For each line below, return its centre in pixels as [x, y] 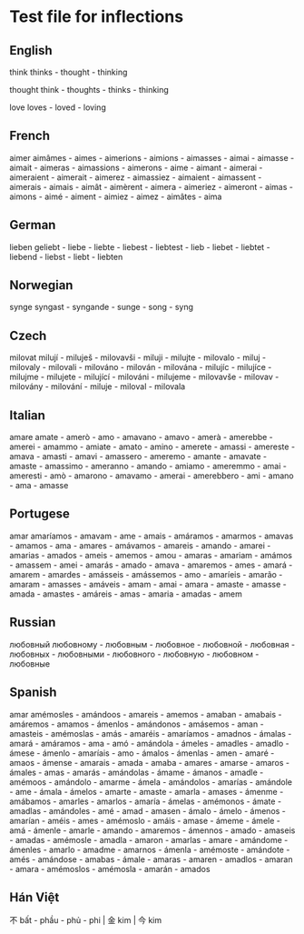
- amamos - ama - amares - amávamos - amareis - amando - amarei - [140, 545]
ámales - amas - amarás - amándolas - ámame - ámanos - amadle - [137, 772]
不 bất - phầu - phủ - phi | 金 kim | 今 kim [86, 920]
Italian [27, 415]
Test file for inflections [97, 17]
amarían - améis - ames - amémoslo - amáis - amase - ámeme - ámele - [145, 820]
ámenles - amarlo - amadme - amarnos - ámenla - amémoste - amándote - [150, 849]
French [29, 136]
